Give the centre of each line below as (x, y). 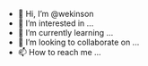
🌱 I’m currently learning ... (65, 33)
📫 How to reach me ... (59, 52)
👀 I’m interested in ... (56, 23)
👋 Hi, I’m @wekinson (56, 14)
